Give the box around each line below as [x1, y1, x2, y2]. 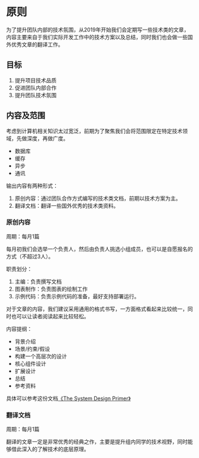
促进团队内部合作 [14, 84, 57, 91]
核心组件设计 [14, 360, 46, 367]
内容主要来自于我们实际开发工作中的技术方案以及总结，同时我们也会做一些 [6, 33, 188, 40]
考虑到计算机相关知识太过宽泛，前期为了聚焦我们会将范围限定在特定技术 [6, 127, 182, 134]
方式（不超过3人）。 [6, 253, 54, 260]
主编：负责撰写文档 [14, 278, 62, 285]
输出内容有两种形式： [6, 182, 58, 189]
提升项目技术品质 [14, 76, 57, 83]
